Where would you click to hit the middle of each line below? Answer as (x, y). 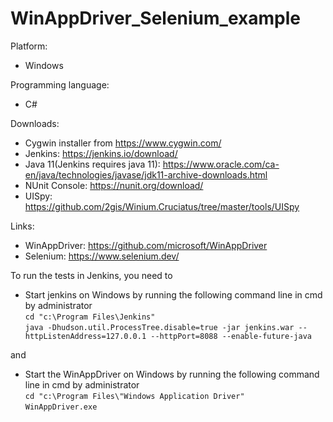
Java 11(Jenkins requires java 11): (92, 164)
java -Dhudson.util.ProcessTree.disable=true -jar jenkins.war (159, 327)
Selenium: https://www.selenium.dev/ (102, 256)
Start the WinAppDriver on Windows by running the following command (172, 374)
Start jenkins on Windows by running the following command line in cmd (173, 294)
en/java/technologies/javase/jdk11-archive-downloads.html (146, 174)
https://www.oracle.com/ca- (221, 164)
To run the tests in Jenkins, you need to (91, 275)
